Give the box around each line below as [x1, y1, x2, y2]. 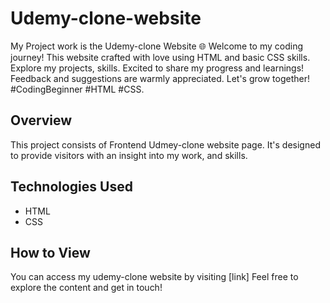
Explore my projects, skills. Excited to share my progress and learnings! [10, 62, 305, 74]
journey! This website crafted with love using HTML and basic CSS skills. [10, 51, 311, 63]
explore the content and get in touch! [10, 282, 163, 294]
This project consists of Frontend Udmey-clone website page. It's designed [10, 138, 321, 151]
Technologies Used [10, 178, 133, 196]
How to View [10, 244, 91, 261]
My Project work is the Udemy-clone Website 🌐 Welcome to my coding [10, 40, 303, 52]
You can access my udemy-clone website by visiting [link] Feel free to [10, 271, 299, 283]
